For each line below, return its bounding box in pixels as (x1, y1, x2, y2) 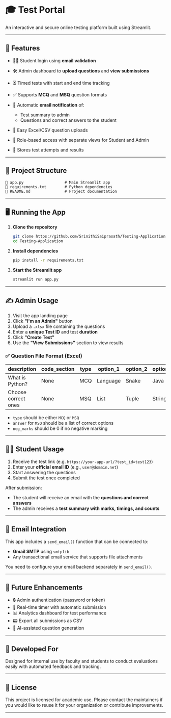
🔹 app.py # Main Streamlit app (5, 179, 110, 185)
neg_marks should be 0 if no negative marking (12, 425, 108, 431)
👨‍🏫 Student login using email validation (12, 57, 96, 64)
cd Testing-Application (12, 239, 64, 244)
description (8, 365, 37, 372)
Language (96, 377, 121, 384)
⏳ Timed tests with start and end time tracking (12, 80, 110, 86)
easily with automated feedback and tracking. (5, 663, 101, 670)
